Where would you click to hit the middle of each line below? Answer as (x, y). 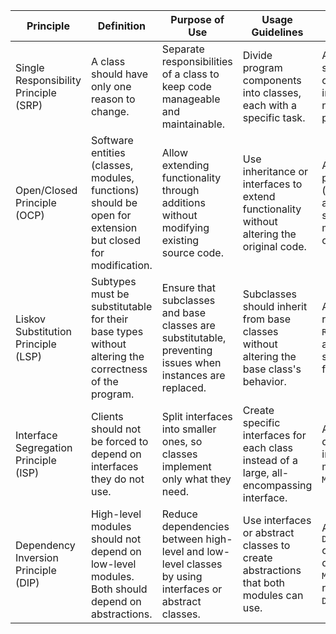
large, (256, 472)
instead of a (270, 460)
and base (184, 312)
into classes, (272, 92)
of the (104, 381)
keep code (186, 86)
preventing (187, 350)
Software (112, 140)
